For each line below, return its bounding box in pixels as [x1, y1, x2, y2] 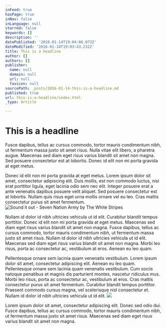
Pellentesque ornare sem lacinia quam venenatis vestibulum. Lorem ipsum [5, 255, 158, 261]
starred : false [5, 26, 37, 31]
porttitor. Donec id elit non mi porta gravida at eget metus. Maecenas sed [5, 219, 155, 225]
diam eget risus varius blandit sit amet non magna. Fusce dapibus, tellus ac [5, 225, 159, 231]
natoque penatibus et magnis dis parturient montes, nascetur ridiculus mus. [5, 271, 160, 277]
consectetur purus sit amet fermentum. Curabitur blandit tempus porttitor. [5, 282, 156, 288]
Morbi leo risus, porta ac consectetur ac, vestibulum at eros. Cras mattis [5, 276, 153, 282]
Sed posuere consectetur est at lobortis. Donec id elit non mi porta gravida [5, 158, 158, 164]
